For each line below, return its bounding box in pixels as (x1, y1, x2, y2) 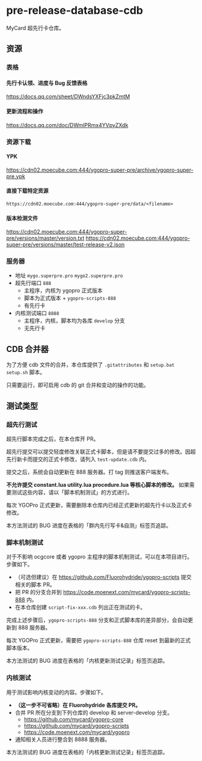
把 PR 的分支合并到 (14, 589, 62, 596)
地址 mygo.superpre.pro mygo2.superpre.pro (14, 272, 123, 279)
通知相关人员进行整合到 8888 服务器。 (14, 736, 111, 743)
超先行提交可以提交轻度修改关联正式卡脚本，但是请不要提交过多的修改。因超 (6, 448, 196, 455)
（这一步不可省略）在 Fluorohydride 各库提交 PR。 (14, 701, 141, 709)
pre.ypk (6, 172, 25, 180)
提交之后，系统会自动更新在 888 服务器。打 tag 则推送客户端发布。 (6, 468, 173, 475)
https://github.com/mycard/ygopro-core (23, 715, 124, 723)
